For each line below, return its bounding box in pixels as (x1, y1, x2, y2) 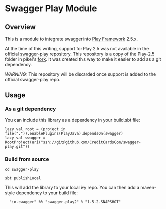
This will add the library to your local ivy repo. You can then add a (5, 184, 140, 190)
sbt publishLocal (5, 175, 41, 181)
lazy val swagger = (5, 135, 46, 140)
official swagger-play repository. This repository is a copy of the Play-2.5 (5, 51, 155, 57)
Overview (5, 23, 36, 31)
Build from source (5, 155, 49, 162)
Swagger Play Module (5, 3, 98, 14)
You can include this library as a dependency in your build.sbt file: (5, 117, 140, 123)
